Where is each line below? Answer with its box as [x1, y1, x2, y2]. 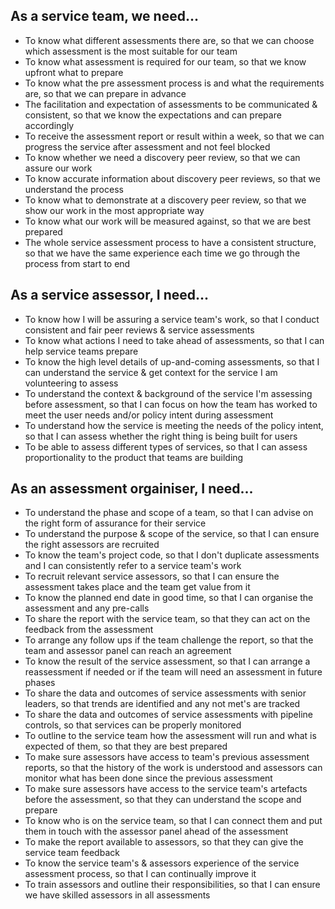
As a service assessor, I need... [10, 287, 210, 304]
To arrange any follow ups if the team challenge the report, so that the [24, 634, 314, 646]
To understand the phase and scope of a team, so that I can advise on [24, 507, 314, 519]
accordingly [24, 119, 75, 131]
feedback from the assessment [24, 624, 154, 636]
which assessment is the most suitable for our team [24, 45, 238, 57]
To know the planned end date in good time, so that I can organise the [24, 592, 314, 604]
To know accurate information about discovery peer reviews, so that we [24, 172, 321, 184]
